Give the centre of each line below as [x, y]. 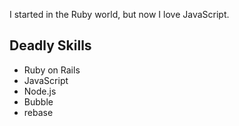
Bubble [38, 101]
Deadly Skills [50, 45]
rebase [38, 112]
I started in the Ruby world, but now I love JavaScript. [119, 14]
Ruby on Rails [52, 70]
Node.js [40, 91]
